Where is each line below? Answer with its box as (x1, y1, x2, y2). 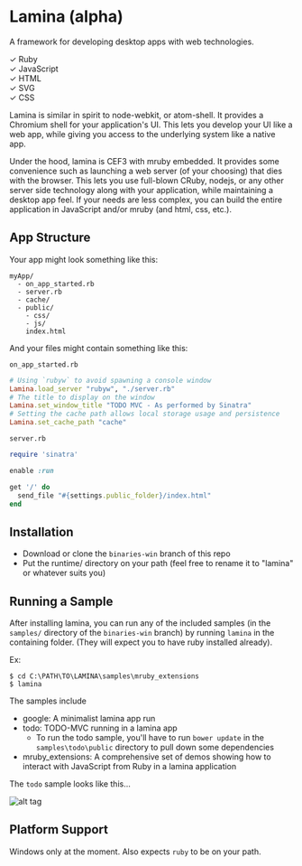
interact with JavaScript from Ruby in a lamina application (22, 761, 237, 771)
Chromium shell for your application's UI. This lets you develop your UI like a (9, 119, 293, 130)
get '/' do (9, 482, 50, 491)
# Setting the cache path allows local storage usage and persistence (9, 409, 280, 419)
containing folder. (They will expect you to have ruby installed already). (9, 637, 273, 647)
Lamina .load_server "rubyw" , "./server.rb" (9, 384, 176, 394)
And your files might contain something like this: (9, 342, 188, 353)
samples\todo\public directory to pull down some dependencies (35, 742, 275, 752)
